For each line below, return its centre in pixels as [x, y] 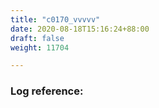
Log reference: [47, 91]
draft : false [37, 38]
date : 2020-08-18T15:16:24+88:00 [80, 29]
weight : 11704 [40, 47]
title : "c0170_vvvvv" [55, 19]
